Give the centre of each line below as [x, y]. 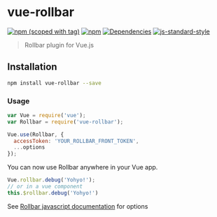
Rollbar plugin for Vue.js [59, 45]
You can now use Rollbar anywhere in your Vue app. [83, 167]
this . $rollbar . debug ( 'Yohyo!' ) [53, 193]
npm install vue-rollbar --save [54, 83]
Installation [32, 67]
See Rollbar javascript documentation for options [78, 206]
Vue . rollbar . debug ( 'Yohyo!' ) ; [51, 180]
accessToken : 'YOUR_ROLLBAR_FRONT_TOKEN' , [76, 141]
